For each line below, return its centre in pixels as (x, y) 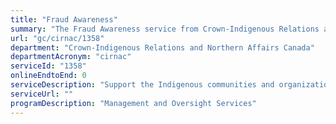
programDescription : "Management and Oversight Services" (133, 103)
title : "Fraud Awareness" (64, 19)
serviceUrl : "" (42, 94)
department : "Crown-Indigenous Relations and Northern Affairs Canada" (162, 47)
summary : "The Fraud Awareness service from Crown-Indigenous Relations (165, 29)
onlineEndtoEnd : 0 (48, 76)
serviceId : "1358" (48, 66)
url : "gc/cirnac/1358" (57, 38)
